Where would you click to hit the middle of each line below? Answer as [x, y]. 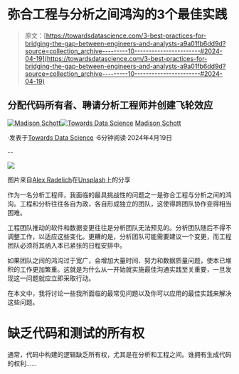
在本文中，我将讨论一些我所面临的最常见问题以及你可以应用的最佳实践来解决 [119, 293]
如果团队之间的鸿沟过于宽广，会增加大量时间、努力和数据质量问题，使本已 [116, 260]
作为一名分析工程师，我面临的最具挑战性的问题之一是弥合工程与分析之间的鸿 [119, 194]
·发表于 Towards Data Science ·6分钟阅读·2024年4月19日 [90, 137]
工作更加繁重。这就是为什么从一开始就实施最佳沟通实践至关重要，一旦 [122, 269]
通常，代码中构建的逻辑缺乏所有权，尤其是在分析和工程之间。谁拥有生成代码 [119, 354]
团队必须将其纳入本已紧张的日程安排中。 [67, 245]
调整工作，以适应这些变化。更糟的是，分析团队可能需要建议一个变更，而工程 [119, 236]
